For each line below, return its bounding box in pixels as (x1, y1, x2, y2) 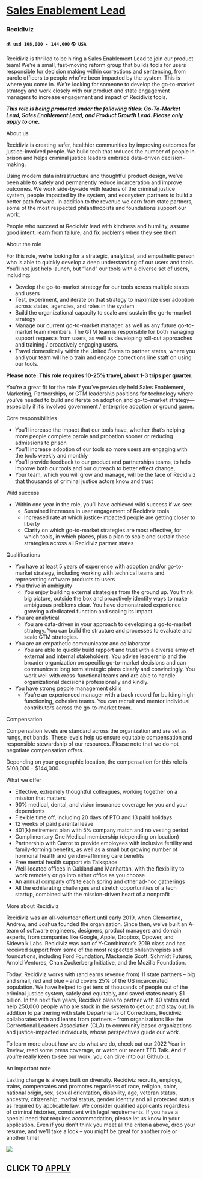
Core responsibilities (6, 415, 57, 422)
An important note (6, 1065, 51, 1072)
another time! (6, 1134, 40, 1142)
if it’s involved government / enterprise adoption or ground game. (32, 403, 194, 411)
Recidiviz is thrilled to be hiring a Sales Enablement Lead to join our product (6, 55, 194, 62)
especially (6, 403, 32, 411)
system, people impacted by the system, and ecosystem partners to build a (6, 191, 193, 199)
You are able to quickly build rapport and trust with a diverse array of (23, 647, 195, 654)
